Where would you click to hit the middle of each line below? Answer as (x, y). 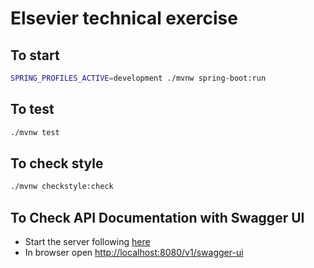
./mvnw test (35, 132)
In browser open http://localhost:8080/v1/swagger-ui (134, 253)
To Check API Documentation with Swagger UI (157, 217)
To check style (57, 163)
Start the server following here (87, 242)
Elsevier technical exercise (124, 18)
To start (35, 55)
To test (32, 109)
